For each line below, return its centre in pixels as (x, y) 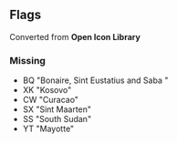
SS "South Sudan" (57, 119)
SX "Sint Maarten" (57, 109)
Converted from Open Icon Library (75, 36)
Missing (27, 60)
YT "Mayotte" (48, 129)
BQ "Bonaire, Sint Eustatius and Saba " (95, 80)
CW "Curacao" (51, 100)
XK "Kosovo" (47, 90)
